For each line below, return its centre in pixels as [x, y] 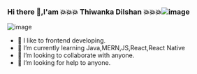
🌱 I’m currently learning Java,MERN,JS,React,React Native [101, 48]
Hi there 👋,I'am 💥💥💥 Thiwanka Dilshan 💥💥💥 [85, 12]
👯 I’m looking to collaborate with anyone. [76, 55]
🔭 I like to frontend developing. [61, 40]
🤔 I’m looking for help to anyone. [64, 63]
